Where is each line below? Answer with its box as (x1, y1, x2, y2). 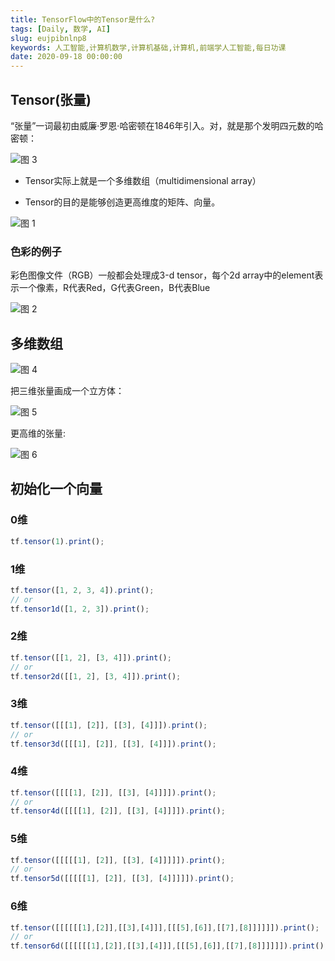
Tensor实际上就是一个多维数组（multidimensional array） (24, 174, 262, 186)
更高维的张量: (10, 427, 67, 440)
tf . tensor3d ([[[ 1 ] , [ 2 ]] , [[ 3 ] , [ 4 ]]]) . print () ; (10, 739, 217, 749)
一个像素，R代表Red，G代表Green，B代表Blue (18, 282, 211, 294)
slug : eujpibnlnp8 (10, 33, 87, 43)
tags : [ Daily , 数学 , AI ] (10, 24, 111, 34)
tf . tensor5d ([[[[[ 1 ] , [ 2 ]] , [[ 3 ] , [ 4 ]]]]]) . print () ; (10, 874, 235, 884)
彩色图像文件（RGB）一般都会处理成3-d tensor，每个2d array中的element (10, 269, 315, 281)
